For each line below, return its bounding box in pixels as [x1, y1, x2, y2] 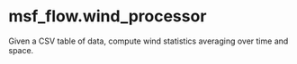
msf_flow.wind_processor [8, 6, 207, 27]
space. [8, 44, 34, 55]
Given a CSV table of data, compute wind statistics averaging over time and [8, 36, 289, 46]
